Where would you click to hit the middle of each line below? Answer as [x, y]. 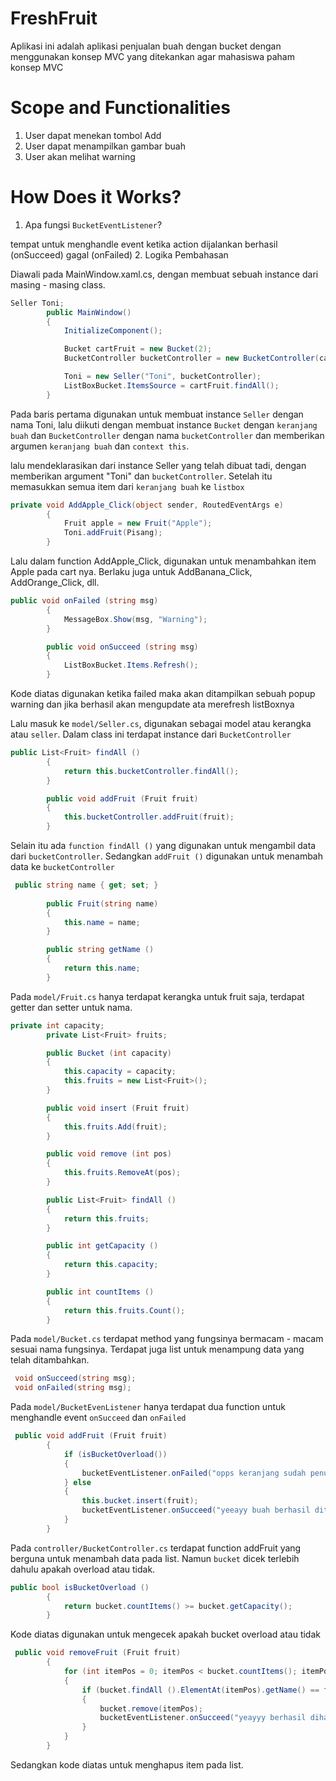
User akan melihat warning [80, 156]
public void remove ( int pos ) [109, 1154]
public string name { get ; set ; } [86, 885]
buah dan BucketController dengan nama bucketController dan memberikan [167, 435]
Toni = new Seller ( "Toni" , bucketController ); [162, 377]
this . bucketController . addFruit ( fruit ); [149, 817]
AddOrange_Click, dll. [55, 583]
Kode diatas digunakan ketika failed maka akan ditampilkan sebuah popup [163, 694]
